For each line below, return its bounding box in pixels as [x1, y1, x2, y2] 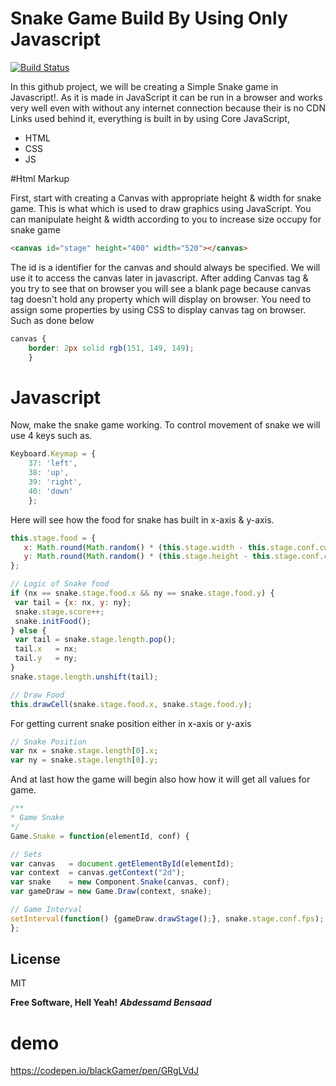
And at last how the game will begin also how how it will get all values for [10, 773, 311, 786]
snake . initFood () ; [14, 616, 92, 626]
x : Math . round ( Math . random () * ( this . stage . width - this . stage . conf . [23, 542, 320, 552]
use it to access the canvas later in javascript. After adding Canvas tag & [10, 272, 309, 284]
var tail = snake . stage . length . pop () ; [14, 635, 177, 645]
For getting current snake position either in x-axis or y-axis [10, 717, 252, 729]
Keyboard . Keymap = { [10, 449, 97, 459]
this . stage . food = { [10, 533, 97, 543]
